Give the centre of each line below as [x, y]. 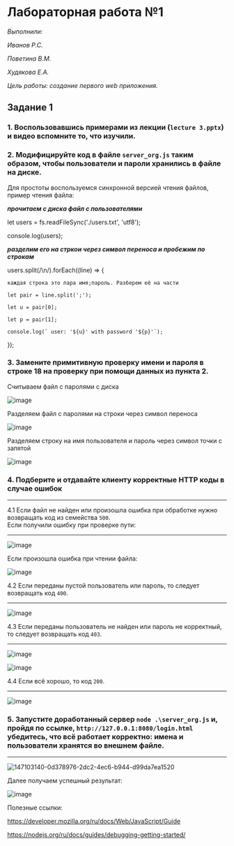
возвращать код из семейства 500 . [59, 518]
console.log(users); [35, 235]
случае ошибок [35, 488]
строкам [21, 256]
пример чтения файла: [41, 195]
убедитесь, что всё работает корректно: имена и [95, 737]
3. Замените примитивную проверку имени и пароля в [106, 362]
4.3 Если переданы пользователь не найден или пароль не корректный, [115, 627]
